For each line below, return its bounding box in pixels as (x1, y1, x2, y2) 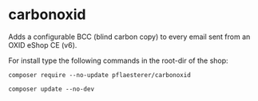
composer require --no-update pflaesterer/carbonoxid (8, 71, 192, 79)
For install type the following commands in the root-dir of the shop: (8, 56, 229, 65)
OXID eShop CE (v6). (8, 40, 77, 49)
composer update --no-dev (8, 85, 94, 93)
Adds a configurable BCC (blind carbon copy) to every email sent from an (8, 32, 251, 41)
